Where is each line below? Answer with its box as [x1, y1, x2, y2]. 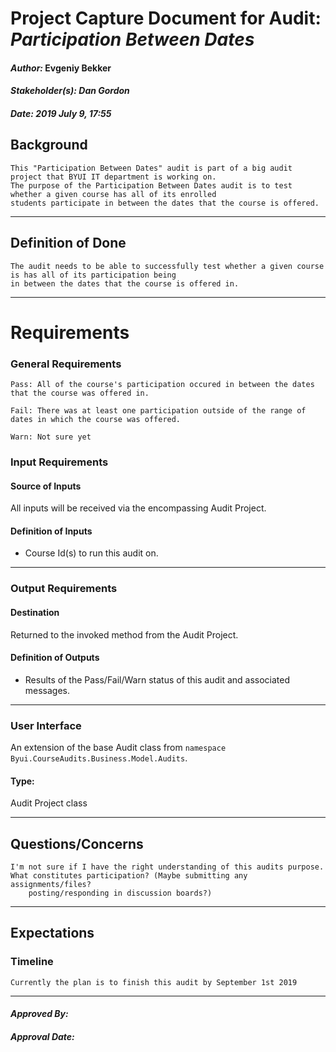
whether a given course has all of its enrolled [10, 189, 217, 199]
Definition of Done [10, 235, 127, 252]
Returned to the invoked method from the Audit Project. [10, 628, 239, 641]
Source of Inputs [10, 480, 82, 492]
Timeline [10, 955, 54, 969]
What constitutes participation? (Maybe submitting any [10, 871, 248, 881]
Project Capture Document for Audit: [10, 7, 322, 30]
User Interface [10, 718, 82, 732]
